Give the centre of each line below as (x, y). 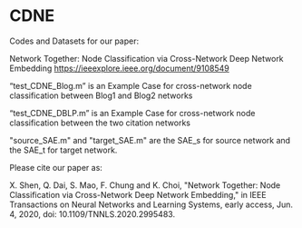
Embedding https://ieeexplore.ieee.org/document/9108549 (119, 68)
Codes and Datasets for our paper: (74, 41)
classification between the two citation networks (100, 123)
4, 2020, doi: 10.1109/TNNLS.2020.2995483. (92, 213)
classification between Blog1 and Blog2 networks (101, 95)
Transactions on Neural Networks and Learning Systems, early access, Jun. (151, 204)
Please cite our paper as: (56, 167)
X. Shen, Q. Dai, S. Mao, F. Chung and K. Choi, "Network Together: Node (145, 185)
